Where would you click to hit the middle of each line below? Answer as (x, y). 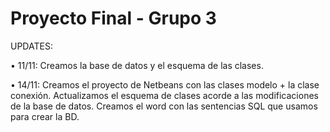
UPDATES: (31, 46)
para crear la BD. (45, 116)
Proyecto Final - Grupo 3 (113, 18)
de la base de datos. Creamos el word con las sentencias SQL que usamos (164, 106)
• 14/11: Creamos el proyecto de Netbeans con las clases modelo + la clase (165, 84)
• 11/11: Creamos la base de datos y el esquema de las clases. (137, 65)
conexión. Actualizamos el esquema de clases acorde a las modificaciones (164, 95)
